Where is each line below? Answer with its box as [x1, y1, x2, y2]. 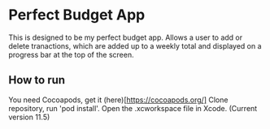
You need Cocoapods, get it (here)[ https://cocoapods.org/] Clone [8, 95, 229, 105]
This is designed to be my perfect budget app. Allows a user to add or [8, 32, 243, 42]
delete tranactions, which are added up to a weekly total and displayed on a [8, 41, 262, 50]
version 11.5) [8, 112, 50, 122]
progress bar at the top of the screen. [8, 49, 134, 59]
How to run [8, 73, 66, 87]
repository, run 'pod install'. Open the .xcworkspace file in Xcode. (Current [8, 103, 258, 113]
